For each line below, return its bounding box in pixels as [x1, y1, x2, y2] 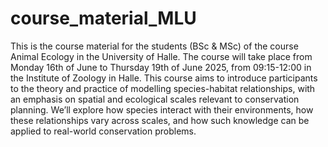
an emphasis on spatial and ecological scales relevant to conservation [10, 93, 300, 105]
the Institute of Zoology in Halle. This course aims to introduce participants [10, 72, 318, 84]
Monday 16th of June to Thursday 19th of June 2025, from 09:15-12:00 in [10, 61, 312, 73]
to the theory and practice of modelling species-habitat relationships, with [10, 82, 316, 94]
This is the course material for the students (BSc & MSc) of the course [10, 40, 299, 52]
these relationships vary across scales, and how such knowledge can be [10, 114, 310, 126]
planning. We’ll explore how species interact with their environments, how [10, 103, 314, 116]
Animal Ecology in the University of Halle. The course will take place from [10, 50, 313, 62]
